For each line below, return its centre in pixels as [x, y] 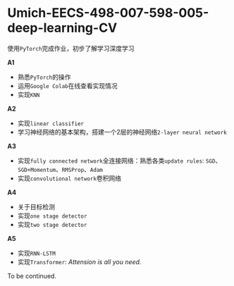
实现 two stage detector [52, 224]
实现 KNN [29, 94]
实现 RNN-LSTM [37, 253]
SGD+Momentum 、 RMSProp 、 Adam [60, 169]
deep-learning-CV [62, 28]
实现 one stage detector [52, 216]
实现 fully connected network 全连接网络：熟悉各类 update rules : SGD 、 [119, 161]
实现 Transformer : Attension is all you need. [79, 261]
